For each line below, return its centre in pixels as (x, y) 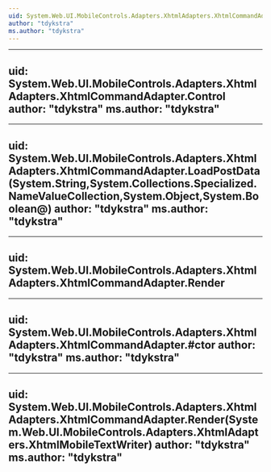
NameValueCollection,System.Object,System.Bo (134, 196)
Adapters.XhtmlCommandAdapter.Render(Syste (133, 420)
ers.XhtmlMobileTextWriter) (81, 445)
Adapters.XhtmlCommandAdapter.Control (117, 96)
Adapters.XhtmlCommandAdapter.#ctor (112, 345)
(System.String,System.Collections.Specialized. (133, 184)
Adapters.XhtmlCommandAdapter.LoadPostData (134, 171)
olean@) (30, 209)
